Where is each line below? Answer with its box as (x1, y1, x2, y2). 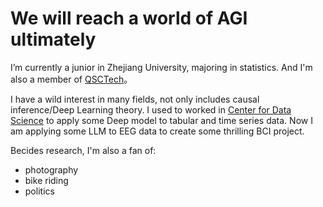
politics (24, 185, 55, 197)
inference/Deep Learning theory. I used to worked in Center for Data (10, 103, 292, 116)
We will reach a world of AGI (10, 7, 248, 30)
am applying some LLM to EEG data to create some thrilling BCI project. (10, 125, 305, 137)
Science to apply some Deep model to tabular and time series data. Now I (10, 114, 313, 126)
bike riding (24, 174, 69, 186)
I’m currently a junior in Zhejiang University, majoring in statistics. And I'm (10, 61, 313, 73)
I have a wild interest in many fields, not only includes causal (10, 93, 260, 105)
